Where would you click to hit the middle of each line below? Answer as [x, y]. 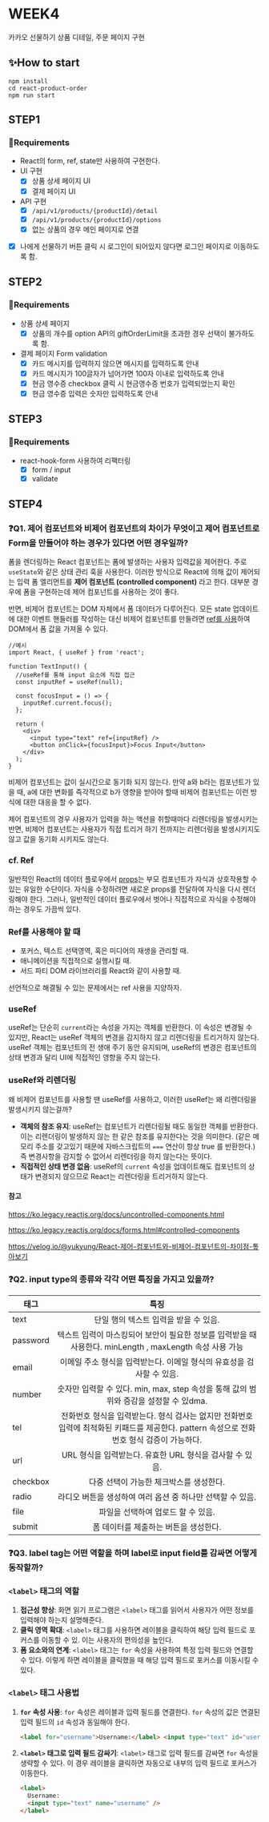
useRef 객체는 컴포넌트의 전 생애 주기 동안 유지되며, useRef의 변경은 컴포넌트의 [133, 1048]
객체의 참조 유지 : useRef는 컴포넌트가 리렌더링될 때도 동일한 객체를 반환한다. [139, 1126]
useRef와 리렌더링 [42, 1080]
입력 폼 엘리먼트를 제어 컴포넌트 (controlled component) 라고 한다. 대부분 [133, 582]
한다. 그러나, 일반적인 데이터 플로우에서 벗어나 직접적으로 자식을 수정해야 [143, 899]
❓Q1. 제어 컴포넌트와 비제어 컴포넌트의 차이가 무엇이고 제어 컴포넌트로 [134, 528]
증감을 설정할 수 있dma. [165, 1401]
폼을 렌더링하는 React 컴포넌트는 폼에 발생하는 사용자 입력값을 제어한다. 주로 [128, 562]
